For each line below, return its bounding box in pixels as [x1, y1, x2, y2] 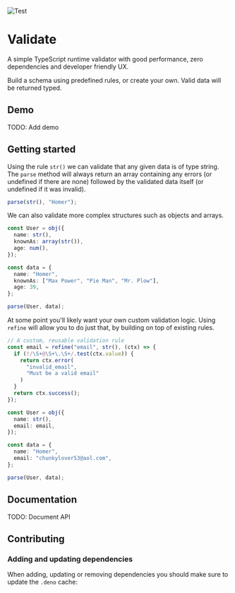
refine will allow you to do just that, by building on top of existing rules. [7, 323, 215, 332]
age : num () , [13, 245, 49, 252]
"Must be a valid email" [25, 370, 100, 377]
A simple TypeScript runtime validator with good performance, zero [7, 54, 203, 63]
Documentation [7, 494, 78, 506]
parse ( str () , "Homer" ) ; [7, 198, 78, 205]
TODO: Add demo [7, 122, 59, 131]
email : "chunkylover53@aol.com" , [13, 455, 112, 462]
